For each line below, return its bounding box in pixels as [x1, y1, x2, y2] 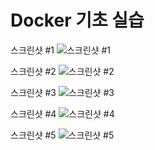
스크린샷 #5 [10, 129, 57, 141]
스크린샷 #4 [10, 107, 57, 120]
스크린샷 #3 [10, 86, 57, 98]
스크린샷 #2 [10, 65, 57, 77]
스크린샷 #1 [10, 44, 55, 56]
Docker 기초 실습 [10, 9, 145, 32]
